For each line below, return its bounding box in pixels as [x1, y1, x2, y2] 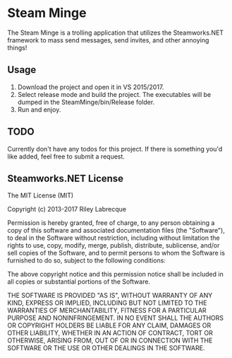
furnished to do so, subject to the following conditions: [7, 256, 166, 265]
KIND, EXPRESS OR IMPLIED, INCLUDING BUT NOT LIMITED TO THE [7, 299, 207, 307]
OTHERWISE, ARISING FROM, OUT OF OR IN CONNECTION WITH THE [7, 336, 213, 345]
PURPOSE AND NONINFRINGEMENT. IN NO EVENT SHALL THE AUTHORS [7, 313, 224, 323]
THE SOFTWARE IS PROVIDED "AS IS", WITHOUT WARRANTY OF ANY [7, 291, 213, 300]
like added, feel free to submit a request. [7, 152, 126, 161]
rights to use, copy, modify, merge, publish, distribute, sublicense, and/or [7, 241, 220, 250]
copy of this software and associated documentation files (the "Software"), [7, 226, 226, 235]
